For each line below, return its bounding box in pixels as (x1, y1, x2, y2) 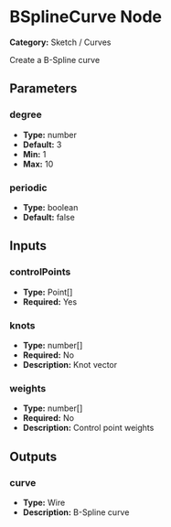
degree (9, 108, 43, 121)
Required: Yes (22, 296, 78, 307)
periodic (9, 181, 48, 194)
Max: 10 (22, 158, 54, 169)
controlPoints (9, 265, 71, 278)
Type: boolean (22, 201, 79, 212)
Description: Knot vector (22, 359, 117, 370)
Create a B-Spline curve (9, 54, 101, 65)
